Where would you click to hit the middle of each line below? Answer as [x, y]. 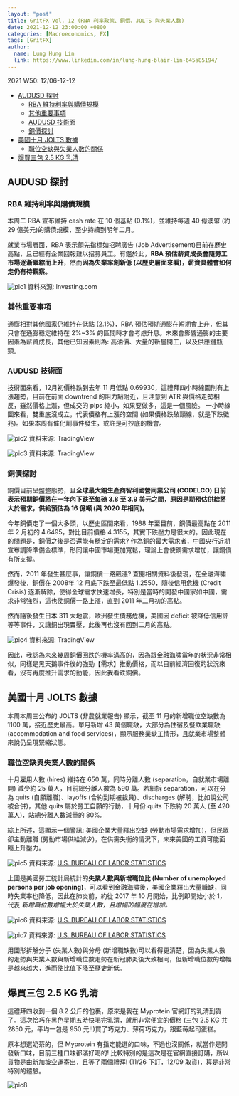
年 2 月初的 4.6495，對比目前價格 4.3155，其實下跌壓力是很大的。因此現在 [117, 532]
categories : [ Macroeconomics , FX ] [59, 34]
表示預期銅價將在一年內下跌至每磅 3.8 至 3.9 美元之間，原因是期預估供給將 [117, 500]
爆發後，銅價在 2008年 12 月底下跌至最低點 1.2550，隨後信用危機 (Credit [114, 583]
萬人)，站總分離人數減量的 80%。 [57, 815]
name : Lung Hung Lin [44, 54]
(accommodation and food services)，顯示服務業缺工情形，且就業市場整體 [117, 734]
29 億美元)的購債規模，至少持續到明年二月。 [73, 230]
